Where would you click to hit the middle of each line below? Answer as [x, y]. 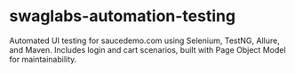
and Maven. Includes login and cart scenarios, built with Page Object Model [147, 49]
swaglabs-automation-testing [123, 16]
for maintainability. [43, 59]
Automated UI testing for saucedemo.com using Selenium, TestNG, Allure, [144, 40]
